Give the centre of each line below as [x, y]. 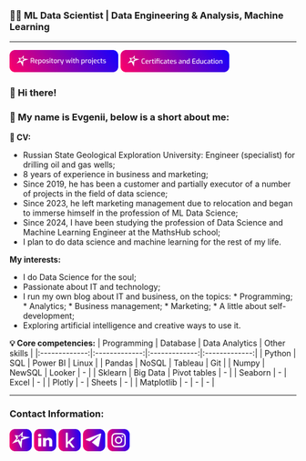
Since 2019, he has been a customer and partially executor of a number [157, 184]
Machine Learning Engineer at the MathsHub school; [122, 232]
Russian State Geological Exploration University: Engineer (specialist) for [159, 155]
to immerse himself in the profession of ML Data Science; [130, 213]
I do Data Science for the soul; [79, 276]
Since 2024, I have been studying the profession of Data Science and [153, 222]
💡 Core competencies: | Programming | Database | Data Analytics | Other [148, 343]
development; [48, 316]
